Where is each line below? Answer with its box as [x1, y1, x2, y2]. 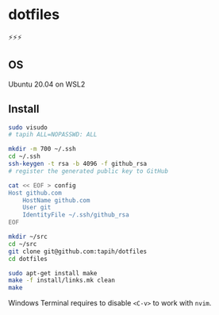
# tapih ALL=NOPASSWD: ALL [8, 131, 98, 139]
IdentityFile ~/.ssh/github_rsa [22, 211, 129, 219]
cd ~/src [8, 240, 37, 248]
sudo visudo [8, 123, 48, 132]
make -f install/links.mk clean [8, 276, 115, 285]
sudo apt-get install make [8, 269, 98, 277]
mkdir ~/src [8, 232, 48, 241]
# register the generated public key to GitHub [8, 167, 169, 175]
